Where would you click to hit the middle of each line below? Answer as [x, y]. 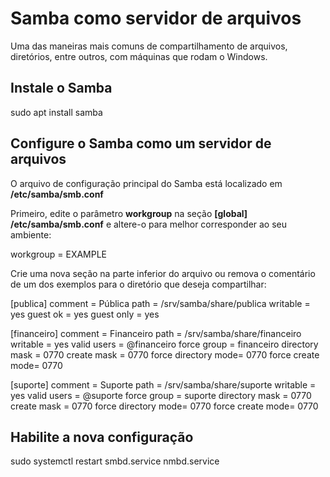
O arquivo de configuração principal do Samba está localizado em [146, 183]
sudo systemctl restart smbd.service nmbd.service [115, 461]
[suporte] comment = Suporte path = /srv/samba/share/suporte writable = [163, 384]
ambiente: [31, 234]
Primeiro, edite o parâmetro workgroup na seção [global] [129, 213]
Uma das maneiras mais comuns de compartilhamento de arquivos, [149, 46]
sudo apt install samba [56, 112]
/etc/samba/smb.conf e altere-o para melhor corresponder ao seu [149, 224]
